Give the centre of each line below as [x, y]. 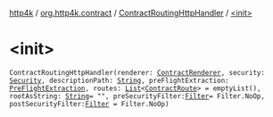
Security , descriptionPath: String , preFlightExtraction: [119, 80]
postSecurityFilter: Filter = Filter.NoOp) [89, 104]
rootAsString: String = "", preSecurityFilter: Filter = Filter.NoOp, [137, 96]
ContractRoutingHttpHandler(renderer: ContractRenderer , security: [137, 72]
